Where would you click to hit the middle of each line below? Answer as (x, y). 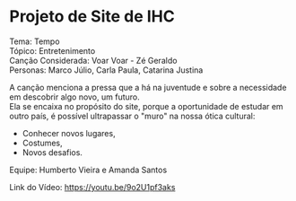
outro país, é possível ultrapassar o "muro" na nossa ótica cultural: (132, 116)
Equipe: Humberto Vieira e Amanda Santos (88, 170)
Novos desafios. (52, 152)
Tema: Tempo (35, 41)
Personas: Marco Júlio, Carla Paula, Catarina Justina (106, 70)
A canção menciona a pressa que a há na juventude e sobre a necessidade (148, 87)
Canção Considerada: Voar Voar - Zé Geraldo (93, 60)
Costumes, (42, 143)
